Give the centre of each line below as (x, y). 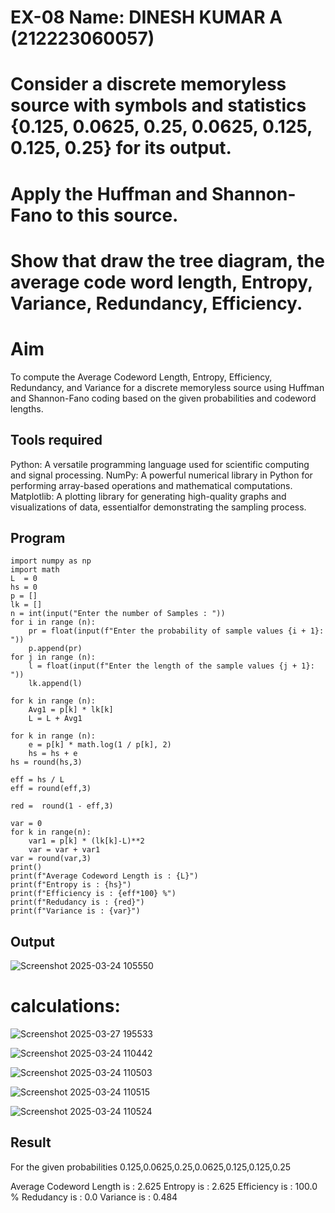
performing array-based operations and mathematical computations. (151, 485)
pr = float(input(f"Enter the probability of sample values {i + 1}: (176, 631)
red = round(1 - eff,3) (62, 806)
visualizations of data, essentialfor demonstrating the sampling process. (158, 507)
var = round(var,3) (51, 859)
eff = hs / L (37, 780)
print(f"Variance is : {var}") (75, 911)
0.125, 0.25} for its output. (121, 148)
